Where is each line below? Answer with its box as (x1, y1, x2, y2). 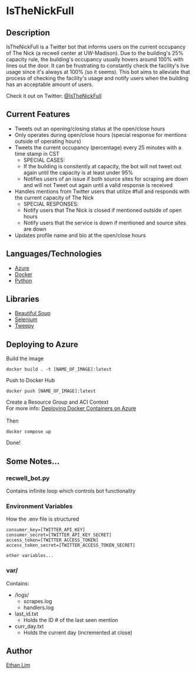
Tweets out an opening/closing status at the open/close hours (14, 125, 165, 132)
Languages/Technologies (6, 249, 102, 259)
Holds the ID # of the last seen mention (23, 616, 119, 623)
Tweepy (14, 322, 34, 329)
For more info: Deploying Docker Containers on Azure (6, 405, 137, 412)
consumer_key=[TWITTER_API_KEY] (6, 527, 85, 533)
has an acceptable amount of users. (6, 81, 94, 88)
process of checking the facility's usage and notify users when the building (6, 75, 189, 81)
